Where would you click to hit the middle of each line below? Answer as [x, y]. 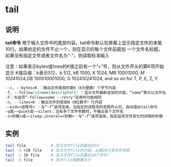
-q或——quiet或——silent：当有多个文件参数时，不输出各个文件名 [64, 112]
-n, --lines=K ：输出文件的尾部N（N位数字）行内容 [54, 102]
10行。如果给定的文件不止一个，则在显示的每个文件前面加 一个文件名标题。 [84, 49]
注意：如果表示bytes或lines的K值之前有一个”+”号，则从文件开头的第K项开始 [85, 66]
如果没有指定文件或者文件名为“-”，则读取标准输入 [57, 55]
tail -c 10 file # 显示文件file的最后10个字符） [58, 155]
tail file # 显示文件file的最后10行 [52, 146]
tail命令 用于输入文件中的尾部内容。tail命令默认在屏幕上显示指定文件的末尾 [84, 43]
